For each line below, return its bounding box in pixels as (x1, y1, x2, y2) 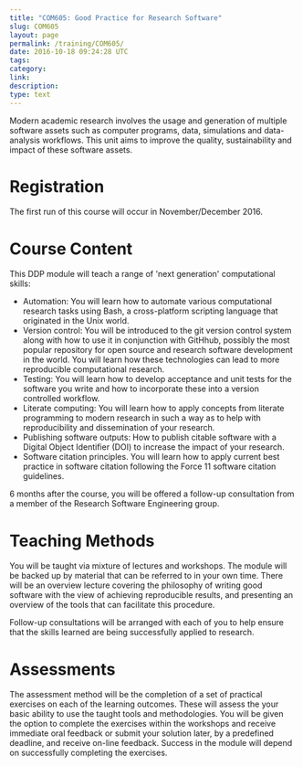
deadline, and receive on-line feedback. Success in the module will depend (9, 738, 293, 749)
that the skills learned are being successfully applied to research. (9, 627, 255, 638)
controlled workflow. (22, 393, 100, 404)
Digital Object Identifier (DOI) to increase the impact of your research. (22, 442, 285, 453)
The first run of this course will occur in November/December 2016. (9, 207, 263, 218)
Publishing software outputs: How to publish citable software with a (22, 431, 277, 443)
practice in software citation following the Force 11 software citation (22, 461, 277, 472)
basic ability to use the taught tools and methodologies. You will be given (9, 708, 285, 719)
